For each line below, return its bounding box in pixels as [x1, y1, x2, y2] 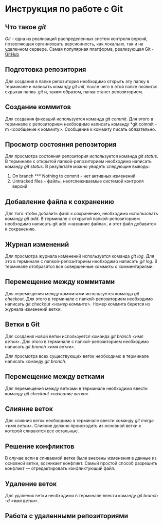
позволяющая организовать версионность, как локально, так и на [5, 41, 144, 47]
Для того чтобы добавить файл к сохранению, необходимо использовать [5, 211, 158, 217]
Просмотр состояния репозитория [5, 141, 117, 149]
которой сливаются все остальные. [5, 428, 79, 434]
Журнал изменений [5, 240, 69, 248]
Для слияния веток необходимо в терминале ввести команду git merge [5, 418, 154, 424]
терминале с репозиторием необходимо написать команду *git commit [5, 121, 154, 127]
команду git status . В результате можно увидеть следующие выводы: [5, 163, 150, 169]
